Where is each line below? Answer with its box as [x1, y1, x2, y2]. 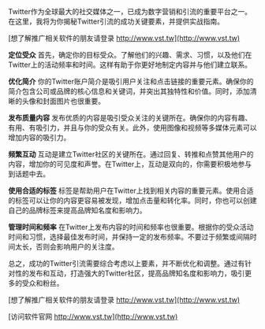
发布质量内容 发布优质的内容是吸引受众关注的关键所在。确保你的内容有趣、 [8, 113, 252, 122]
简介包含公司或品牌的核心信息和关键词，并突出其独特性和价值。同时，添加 [8, 87, 250, 96]
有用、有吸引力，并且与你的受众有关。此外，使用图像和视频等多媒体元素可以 [8, 123, 257, 132]
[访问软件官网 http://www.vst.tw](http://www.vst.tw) [8, 312, 178, 321]
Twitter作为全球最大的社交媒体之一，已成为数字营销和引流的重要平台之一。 [8, 7, 252, 16]
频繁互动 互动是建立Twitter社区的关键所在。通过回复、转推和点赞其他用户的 [8, 150, 254, 159]
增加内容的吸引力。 [8, 133, 71, 142]
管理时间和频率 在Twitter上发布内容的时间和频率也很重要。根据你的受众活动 [8, 223, 254, 231]
